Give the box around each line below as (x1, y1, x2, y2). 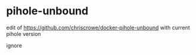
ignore (6, 42, 22, 49)
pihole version (6, 30, 41, 37)
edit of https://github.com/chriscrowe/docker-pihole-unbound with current (6, 24, 190, 31)
